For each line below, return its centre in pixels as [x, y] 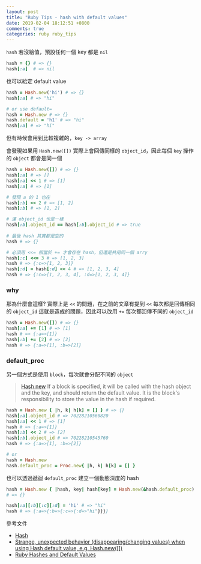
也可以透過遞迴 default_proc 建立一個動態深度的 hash [73, 478]
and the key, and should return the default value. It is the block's [100, 393]
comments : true [25, 29]
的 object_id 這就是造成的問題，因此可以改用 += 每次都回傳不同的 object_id [100, 311]
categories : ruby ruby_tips [41, 34]
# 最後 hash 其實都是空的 [35, 236]
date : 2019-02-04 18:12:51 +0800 [48, 23]
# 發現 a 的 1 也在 [28, 197]
